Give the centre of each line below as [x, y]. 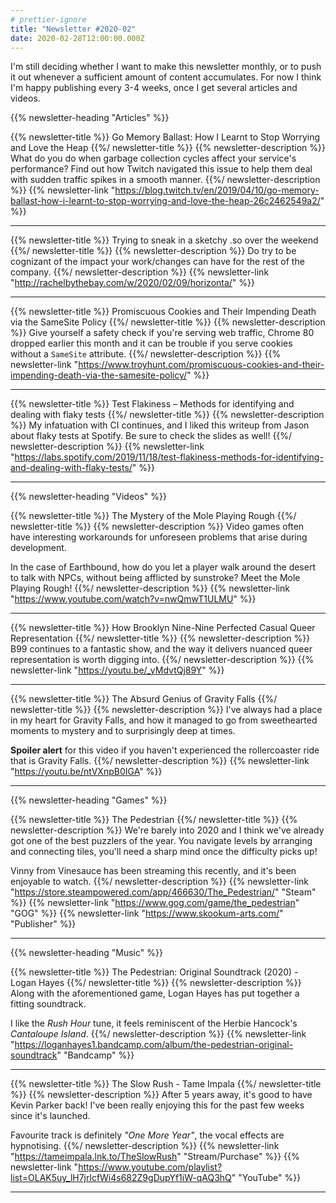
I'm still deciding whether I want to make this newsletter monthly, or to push [166, 67]
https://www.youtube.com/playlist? [150, 1167]
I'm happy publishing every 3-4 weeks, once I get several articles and [154, 88]
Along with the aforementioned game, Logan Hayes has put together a [155, 993]
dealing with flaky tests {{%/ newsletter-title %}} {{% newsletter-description [167, 415]
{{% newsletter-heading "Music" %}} [86, 953]
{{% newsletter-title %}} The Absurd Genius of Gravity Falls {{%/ [144, 699]
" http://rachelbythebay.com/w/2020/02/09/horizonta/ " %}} [133, 283]
